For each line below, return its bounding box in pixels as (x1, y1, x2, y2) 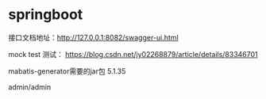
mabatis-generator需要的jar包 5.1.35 (8, 66, 126, 76)
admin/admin (8, 82, 52, 92)
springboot (8, 6, 83, 24)
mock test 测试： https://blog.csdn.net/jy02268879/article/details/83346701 (8, 49, 258, 59)
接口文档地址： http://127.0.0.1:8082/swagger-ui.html (8, 32, 179, 42)
